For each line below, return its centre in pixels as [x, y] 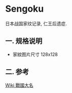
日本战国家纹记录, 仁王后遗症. [36, 23]
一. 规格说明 [24, 41]
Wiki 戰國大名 [20, 85]
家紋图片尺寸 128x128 [35, 54]
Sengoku [25, 9]
